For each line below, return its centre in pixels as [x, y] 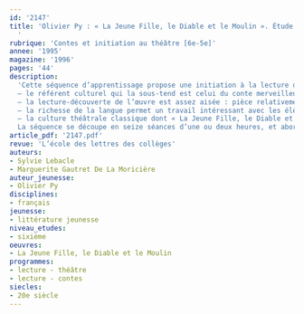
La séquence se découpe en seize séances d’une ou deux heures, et [147, 128]
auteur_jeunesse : [42, 177]
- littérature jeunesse [54, 219]
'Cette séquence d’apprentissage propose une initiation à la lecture [153, 85]
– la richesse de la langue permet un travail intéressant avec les [149, 110]
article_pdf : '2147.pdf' [56, 136]
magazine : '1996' [42, 60]
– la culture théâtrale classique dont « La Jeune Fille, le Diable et [156, 119]
